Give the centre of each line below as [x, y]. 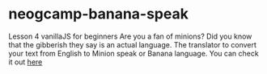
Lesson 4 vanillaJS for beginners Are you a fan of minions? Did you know [130, 36]
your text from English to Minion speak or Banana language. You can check [133, 53]
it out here [25, 62]
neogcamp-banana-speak [98, 14]
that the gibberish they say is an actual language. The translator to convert [133, 44]
